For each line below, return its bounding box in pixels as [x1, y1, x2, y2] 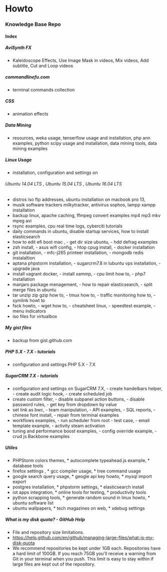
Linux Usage [5, 157, 32, 163]
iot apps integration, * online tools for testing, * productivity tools [12, 489, 146, 495]
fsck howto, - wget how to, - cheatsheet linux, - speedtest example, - [12, 302, 156, 308]
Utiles [5, 444, 18, 450]
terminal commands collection [12, 86, 75, 92]
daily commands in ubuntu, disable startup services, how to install [12, 228, 149, 234]
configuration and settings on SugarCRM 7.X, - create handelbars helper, [12, 385, 162, 391]
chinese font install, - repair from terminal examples [12, 412, 119, 418]
